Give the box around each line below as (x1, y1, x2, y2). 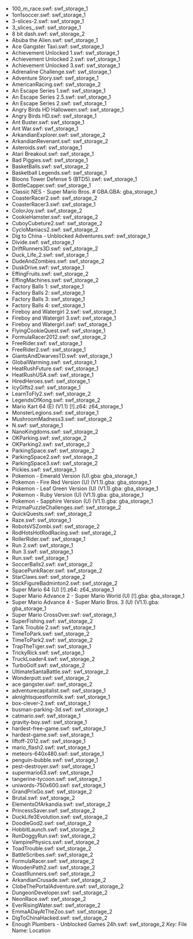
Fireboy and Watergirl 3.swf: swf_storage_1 (11, 314, 117, 322)
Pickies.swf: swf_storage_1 (11, 466, 77, 473)
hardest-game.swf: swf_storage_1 (11, 731, 94, 738)
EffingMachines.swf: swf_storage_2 (11, 276, 99, 283)
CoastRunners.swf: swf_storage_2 (11, 870, 96, 877)
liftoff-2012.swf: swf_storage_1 (11, 738, 86, 745)
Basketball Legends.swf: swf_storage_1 (11, 169, 107, 176)
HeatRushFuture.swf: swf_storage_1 (11, 365, 99, 372)
